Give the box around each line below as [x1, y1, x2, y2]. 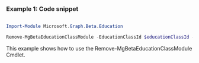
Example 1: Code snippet [6, 5, 79, 13]
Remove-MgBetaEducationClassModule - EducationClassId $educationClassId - [6, 34, 195, 40]
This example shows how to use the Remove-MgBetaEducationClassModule [6, 45, 192, 52]
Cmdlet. [6, 51, 25, 58]
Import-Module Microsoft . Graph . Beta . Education [6, 23, 123, 30]
